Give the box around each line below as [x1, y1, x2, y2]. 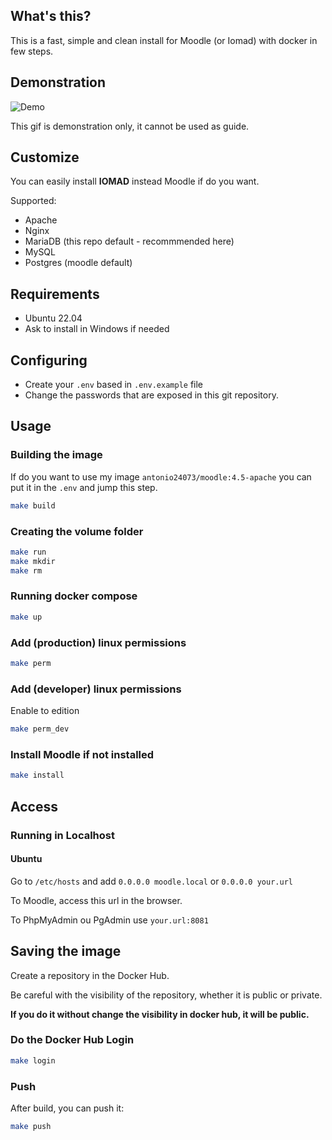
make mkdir [10, 556, 56, 566]
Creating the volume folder [10, 524, 144, 538]
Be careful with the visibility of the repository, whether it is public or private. [10, 989, 323, 1001]
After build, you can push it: [10, 1102, 125, 1114]
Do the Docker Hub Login [10, 1033, 135, 1047]
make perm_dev [10, 724, 70, 734]
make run [10, 547, 47, 557]
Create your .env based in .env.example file [24, 379, 204, 391]
